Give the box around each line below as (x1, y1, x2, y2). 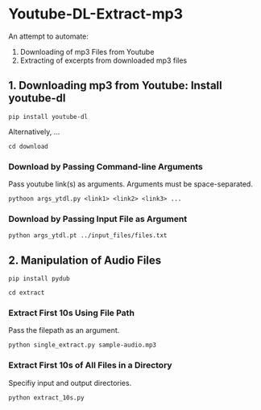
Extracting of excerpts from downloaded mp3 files (19, 55, 188, 65)
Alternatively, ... (8, 126, 60, 137)
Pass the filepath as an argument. (8, 326, 120, 335)
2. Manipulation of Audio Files (8, 253, 162, 267)
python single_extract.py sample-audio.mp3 (8, 341, 157, 350)
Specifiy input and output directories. (8, 378, 132, 387)
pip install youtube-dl (8, 113, 89, 121)
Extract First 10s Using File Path (8, 307, 135, 318)
